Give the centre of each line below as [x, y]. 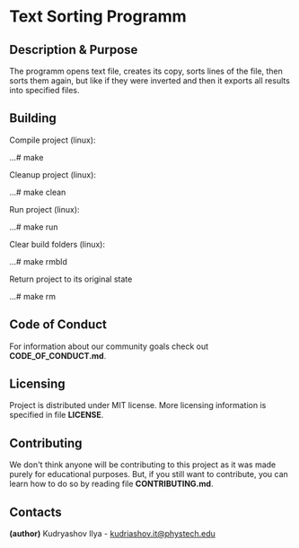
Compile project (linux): [53, 140]
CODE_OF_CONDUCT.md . [58, 355]
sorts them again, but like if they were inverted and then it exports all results [149, 81]
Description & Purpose [74, 50]
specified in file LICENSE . [57, 415]
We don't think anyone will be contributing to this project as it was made [143, 465]
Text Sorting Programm [98, 17]
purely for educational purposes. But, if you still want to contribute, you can [149, 474]
